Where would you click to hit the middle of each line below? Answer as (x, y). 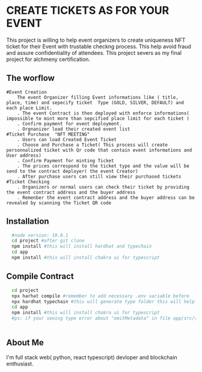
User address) (24, 155)
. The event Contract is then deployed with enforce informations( (103, 113)
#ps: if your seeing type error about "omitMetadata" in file (91, 318)
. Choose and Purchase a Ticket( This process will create (93, 145)
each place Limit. (29, 108)
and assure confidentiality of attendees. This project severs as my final (94, 52)
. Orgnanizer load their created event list (74, 129)
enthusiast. (20, 364)
